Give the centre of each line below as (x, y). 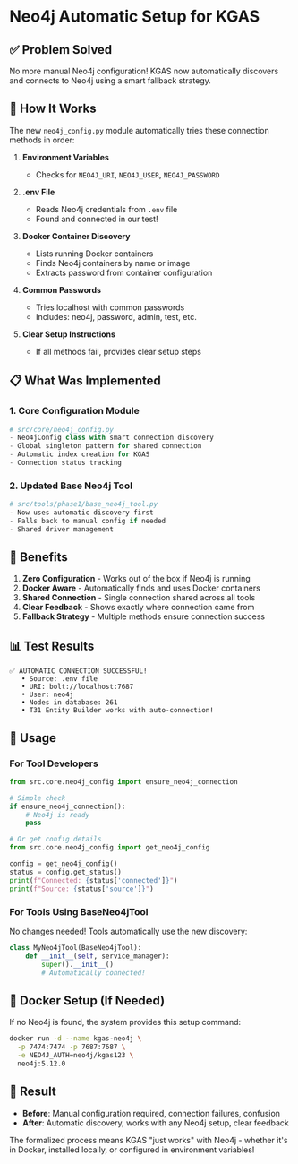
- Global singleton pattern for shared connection (106, 446)
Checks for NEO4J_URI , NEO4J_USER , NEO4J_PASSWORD (128, 174)
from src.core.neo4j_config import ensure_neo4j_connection (124, 781)
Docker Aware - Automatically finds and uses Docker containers (141, 588)
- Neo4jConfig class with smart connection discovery (112, 438)
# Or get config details (55, 840)
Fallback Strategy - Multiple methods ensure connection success (144, 616)
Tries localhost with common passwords (110, 307)
